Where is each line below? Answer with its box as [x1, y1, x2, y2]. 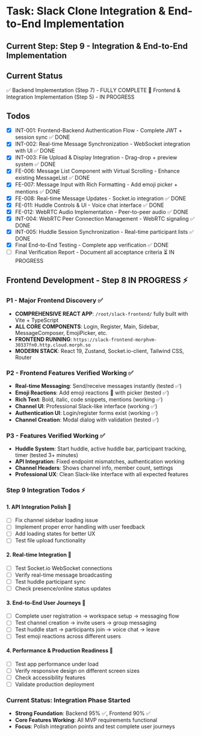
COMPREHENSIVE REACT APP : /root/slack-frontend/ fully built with [14, 310, 188, 317]
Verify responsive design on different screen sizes [14, 667, 140, 674]
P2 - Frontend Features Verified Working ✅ [6, 369, 134, 377]
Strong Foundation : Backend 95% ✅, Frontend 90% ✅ [14, 710, 151, 717]
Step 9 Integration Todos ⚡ [6, 486, 85, 494]
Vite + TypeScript [14, 316, 59, 324]
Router [14, 354, 32, 361]
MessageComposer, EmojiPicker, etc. [14, 329, 108, 336]
